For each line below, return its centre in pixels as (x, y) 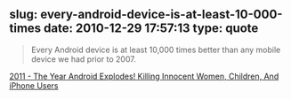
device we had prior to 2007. (83, 59)
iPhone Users (34, 85)
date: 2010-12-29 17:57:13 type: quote (151, 29)
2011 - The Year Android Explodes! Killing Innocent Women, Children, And (144, 76)
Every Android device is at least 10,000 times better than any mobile (156, 49)
